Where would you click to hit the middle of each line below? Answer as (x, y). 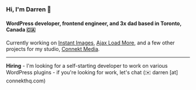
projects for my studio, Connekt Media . (53, 49)
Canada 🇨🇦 (21, 29)
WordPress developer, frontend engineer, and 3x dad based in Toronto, (94, 23)
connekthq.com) (26, 81)
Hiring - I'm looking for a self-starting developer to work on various (87, 66)
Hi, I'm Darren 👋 (29, 9)
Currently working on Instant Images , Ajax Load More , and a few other (90, 43)
